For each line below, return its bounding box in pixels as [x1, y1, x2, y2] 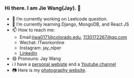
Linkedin [19, 50, 37, 56]
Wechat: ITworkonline [19, 40, 65, 46]
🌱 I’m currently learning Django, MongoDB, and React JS [12, 21, 129, 27]
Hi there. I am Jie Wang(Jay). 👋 [5, 5, 81, 12]
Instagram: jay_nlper [19, 45, 61, 51]
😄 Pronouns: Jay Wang [12, 55, 61, 62]
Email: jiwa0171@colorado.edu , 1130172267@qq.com [19, 34, 127, 40]
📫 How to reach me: [12, 27, 55, 33]
